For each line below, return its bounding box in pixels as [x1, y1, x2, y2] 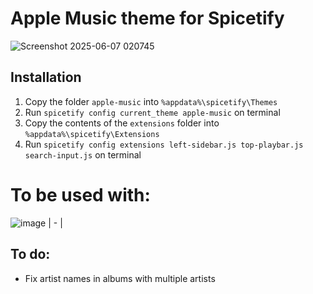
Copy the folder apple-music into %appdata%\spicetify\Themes [24, 95, 278, 107]
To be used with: [10, 183, 151, 206]
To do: [10, 246, 51, 263]
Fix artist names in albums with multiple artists [24, 272, 216, 284]
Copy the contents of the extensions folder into [24, 117, 220, 129]
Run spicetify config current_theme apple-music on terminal [24, 106, 281, 118]
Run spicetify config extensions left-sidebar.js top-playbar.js [24, 138, 304, 150]
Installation [10, 69, 82, 86]
